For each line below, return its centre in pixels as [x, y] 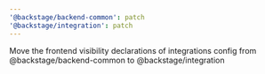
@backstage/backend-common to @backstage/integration [117, 60]
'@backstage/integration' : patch [71, 26]
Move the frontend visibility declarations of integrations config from [133, 50]
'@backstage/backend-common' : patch [77, 17]
